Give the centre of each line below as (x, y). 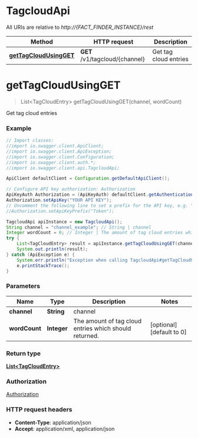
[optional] (164, 324)
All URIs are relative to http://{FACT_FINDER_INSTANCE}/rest (80, 27)
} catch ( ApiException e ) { (41, 255)
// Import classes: (30, 141)
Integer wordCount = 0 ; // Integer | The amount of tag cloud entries (95, 233)
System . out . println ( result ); (52, 249)
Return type (24, 353)
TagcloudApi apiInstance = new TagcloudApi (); (64, 222)
